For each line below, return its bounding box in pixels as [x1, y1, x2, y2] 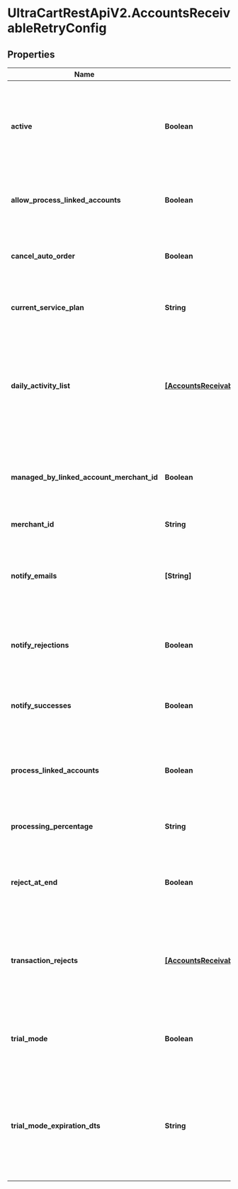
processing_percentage [11, 822, 93, 831]
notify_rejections [11, 640, 69, 650]
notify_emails [11, 571, 57, 581]
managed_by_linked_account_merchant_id [11, 473, 158, 482]
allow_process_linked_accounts [11, 195, 121, 205]
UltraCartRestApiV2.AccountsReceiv [7, 5, 231, 21]
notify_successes [11, 701, 72, 710]
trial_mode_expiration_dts [11, 1121, 101, 1131]
